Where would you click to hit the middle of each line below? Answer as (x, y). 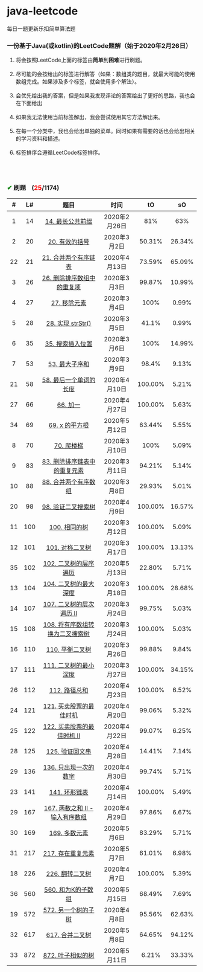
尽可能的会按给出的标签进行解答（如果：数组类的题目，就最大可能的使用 (105, 74)
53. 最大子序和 (69, 364)
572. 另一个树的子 (69, 910)
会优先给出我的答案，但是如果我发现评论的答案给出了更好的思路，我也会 (105, 95)
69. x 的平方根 (69, 425)
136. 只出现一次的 (69, 767)
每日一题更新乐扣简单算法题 (41, 28)
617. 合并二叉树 (69, 935)
